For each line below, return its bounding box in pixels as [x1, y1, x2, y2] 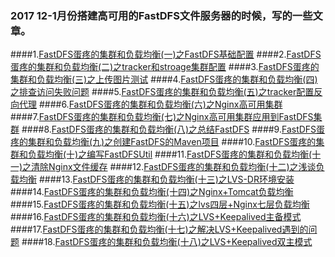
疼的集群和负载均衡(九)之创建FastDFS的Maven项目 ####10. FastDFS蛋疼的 [10, 136, 317, 148]
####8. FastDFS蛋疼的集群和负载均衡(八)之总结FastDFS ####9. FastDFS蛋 [21, 123, 326, 136]
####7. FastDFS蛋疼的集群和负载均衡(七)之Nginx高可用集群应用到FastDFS [10, 111, 314, 123]
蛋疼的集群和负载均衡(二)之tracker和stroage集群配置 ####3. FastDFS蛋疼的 [10, 61, 320, 73]
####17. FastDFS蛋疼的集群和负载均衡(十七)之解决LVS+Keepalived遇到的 [10, 223, 309, 236]
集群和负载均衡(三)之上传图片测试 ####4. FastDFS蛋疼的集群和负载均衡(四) [10, 73, 318, 86]
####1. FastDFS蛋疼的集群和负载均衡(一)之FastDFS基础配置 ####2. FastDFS [10, 48, 322, 61]
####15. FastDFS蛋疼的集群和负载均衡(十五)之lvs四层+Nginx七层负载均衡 [10, 198, 310, 211]
